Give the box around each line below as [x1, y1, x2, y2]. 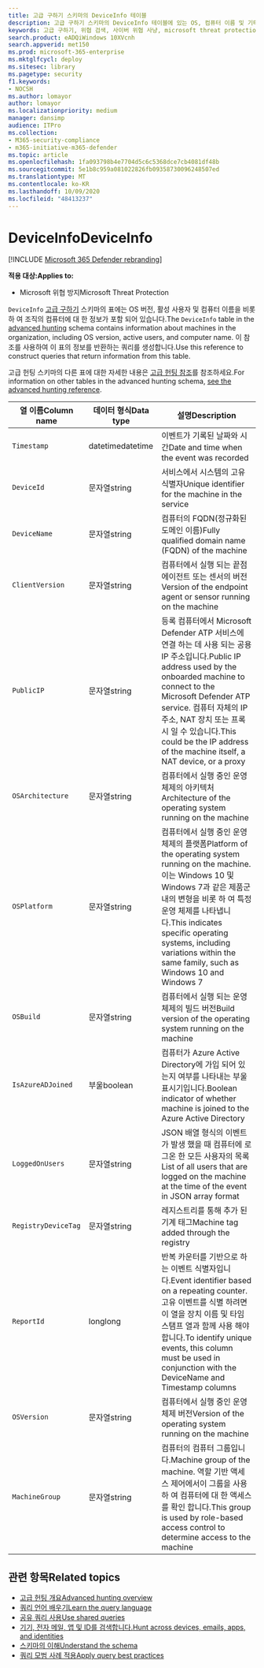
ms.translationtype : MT [8, 173, 86, 181]
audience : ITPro [8, 121, 61, 129]
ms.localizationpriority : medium [8, 107, 118, 115]
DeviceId [12, 483, 45, 492]
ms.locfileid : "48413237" [8, 195, 93, 203]
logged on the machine [160, 1171, 247, 1182]
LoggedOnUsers [12, 1159, 65, 1168]
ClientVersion [12, 580, 65, 590]
